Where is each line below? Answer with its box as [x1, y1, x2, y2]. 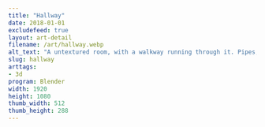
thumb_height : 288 [8, 107, 69, 115]
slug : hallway [8, 56, 55, 64]
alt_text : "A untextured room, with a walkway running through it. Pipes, [8, 48, 259, 56]
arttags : [8, 63, 37, 71]
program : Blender [8, 77, 65, 85]
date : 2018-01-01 [8, 19, 65, 27]
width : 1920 [8, 84, 47, 93]
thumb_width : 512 [8, 99, 65, 107]
